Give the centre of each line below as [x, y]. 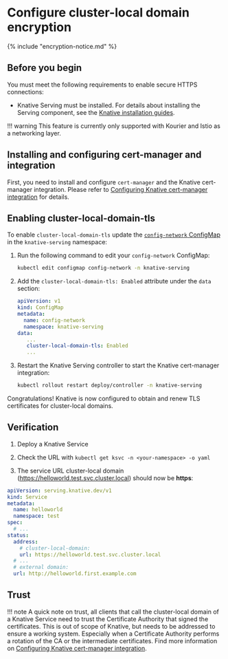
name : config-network [55, 320]
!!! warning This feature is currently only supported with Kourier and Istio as [114, 126]
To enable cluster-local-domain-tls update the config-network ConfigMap [114, 235]
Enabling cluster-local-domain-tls [81, 218]
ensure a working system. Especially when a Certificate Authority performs [113, 634]
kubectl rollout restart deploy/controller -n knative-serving [110, 386]
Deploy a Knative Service [53, 444]
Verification [33, 428]
